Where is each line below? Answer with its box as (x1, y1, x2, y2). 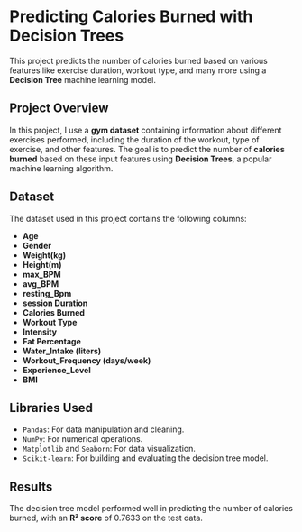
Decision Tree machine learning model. (9, 74, 156, 85)
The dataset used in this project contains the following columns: (9, 213, 247, 224)
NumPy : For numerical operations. (22, 434, 143, 445)
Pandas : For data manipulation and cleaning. (22, 424, 185, 435)
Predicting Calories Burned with (9, 6, 253, 27)
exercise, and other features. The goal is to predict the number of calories (9, 143, 286, 154)
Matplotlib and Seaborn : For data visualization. (22, 444, 197, 454)
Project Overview (9, 101, 109, 116)
